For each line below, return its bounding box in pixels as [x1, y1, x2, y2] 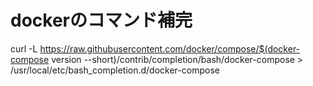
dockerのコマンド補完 [10, 9, 193, 32]
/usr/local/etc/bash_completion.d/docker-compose [10, 64, 220, 76]
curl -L [10, 42, 38, 55]
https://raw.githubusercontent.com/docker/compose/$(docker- [39, 42, 301, 55]
